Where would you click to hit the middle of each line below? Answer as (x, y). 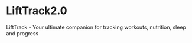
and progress (22, 33)
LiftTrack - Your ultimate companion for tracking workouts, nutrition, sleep (96, 27)
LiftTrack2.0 (37, 11)
